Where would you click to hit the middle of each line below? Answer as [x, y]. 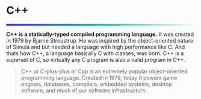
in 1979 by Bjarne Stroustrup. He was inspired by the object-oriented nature [100, 40]
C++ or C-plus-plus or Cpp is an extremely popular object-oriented [104, 71]
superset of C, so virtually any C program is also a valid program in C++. [96, 59]
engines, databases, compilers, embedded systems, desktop [97, 84]
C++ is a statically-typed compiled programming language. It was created [100, 34]
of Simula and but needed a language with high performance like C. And [96, 47]
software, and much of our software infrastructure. [84, 90]
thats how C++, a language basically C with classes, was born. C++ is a [95, 53]
